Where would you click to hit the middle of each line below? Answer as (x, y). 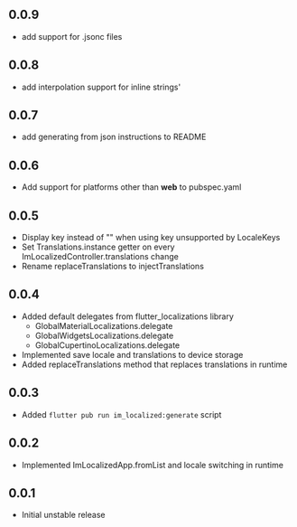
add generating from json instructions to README (114, 137)
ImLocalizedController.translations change (100, 257)
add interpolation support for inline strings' (101, 87)
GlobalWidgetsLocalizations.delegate (104, 335)
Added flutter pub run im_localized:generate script (121, 414)
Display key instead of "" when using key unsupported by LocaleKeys (151, 238)
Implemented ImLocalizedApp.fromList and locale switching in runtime (152, 465)
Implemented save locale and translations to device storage (132, 354)
